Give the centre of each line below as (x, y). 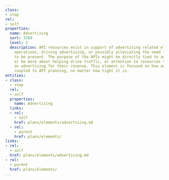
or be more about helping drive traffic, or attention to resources (88, 62)
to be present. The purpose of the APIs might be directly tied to (86, 57)
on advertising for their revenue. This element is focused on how (86, 66)
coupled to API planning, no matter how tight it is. (72, 71)
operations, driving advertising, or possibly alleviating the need (88, 52)
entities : (16, 76)
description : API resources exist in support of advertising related (84, 47)
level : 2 (19, 43)
